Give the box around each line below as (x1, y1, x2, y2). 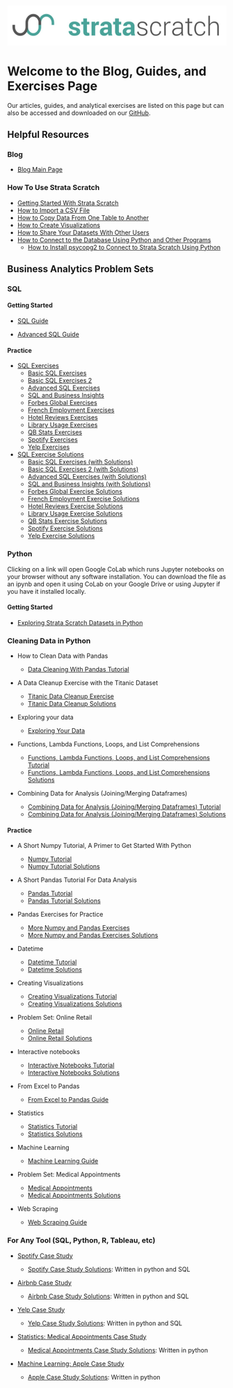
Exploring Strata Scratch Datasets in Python (17, 618, 143, 626)
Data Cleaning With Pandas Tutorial (27, 665, 130, 674)
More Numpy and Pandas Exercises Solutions (27, 931, 159, 940)
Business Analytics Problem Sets (7, 263, 154, 275)
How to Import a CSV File (17, 206, 90, 214)
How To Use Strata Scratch (7, 183, 100, 193)
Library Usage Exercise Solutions (27, 510, 123, 518)
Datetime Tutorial (27, 958, 77, 966)
